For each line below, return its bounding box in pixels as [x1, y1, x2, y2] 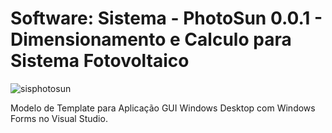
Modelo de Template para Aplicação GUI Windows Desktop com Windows [10, 102, 316, 114]
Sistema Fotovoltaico [10, 50, 190, 72]
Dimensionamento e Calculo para [10, 28, 292, 51]
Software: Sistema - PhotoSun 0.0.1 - [10, 7, 323, 30]
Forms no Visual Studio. [10, 112, 108, 124]
